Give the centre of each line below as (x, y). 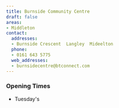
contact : (17, 33)
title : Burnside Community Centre (48, 11)
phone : (19, 50)
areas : (14, 22)
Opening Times (28, 86)
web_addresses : (30, 60)
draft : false (22, 17)
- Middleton (20, 28)
